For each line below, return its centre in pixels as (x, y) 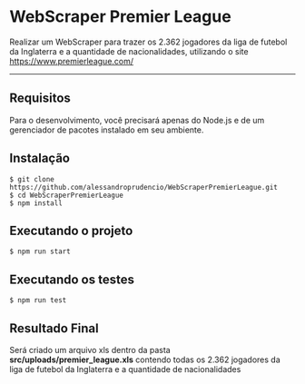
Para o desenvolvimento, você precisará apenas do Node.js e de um (137, 120)
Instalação (40, 158)
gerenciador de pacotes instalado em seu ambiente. (107, 130)
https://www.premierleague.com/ (72, 61)
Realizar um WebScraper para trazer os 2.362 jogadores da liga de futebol (148, 42)
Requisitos (40, 98)
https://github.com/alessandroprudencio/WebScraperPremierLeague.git (144, 187)
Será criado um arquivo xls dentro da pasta (90, 350)
